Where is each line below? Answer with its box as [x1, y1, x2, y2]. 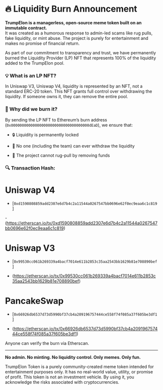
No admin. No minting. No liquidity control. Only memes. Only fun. [5, 355, 141, 360]
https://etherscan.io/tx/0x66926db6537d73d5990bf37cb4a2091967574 [14, 326, 158, 332]
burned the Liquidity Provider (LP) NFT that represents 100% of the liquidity [5, 55, 156, 61]
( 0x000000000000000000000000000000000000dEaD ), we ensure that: [5, 122, 133, 128]
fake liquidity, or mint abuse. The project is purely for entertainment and [5, 35, 149, 41]
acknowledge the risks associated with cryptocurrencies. [5, 379, 120, 385]
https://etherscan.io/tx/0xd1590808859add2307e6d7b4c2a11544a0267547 [6, 220, 158, 226]
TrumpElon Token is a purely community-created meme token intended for [5, 364, 154, 370]
